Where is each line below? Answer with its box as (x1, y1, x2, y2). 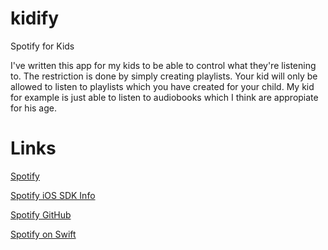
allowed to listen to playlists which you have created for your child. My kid (10, 80, 315, 92)
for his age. (10, 102, 58, 114)
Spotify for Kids (10, 40, 75, 52)
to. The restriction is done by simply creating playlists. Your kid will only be (10, 70, 318, 82)
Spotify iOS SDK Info (10, 189, 96, 201)
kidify (10, 7, 60, 30)
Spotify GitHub (10, 208, 72, 221)
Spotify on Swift (10, 228, 77, 240)
